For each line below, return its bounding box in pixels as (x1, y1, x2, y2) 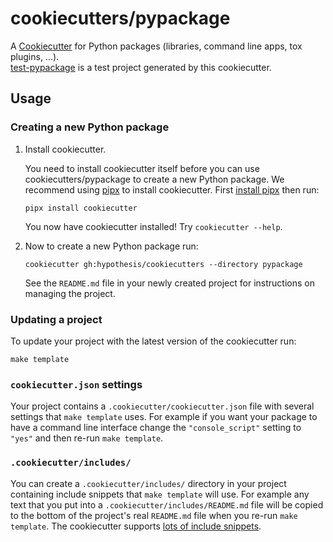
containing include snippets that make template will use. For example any (10, 488, 310, 500)
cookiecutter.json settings (10, 377, 143, 391)
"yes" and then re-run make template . (10, 432, 164, 444)
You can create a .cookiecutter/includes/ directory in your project (10, 477, 287, 489)
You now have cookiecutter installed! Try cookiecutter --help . (24, 220, 283, 232)
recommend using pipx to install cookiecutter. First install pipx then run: (24, 183, 320, 196)
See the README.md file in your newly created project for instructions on (24, 277, 315, 289)
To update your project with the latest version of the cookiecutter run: (10, 335, 297, 347)
